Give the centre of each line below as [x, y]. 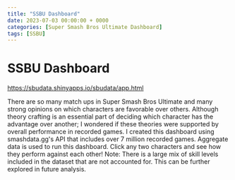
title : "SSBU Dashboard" [44, 14]
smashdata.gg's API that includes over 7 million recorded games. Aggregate [118, 139]
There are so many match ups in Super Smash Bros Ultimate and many [110, 102]
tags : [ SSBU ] [26, 34]
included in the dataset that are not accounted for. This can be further [109, 162]
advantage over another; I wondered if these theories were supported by [113, 124]
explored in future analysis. [47, 169]
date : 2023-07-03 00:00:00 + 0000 [58, 20]
